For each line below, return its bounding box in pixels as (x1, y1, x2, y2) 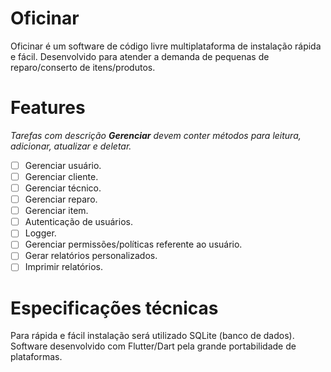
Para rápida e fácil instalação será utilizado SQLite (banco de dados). (10, 330, 295, 342)
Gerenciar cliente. (24, 170, 99, 182)
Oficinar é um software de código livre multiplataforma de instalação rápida (10, 40, 322, 52)
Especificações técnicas (10, 297, 219, 319)
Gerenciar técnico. (24, 182, 102, 194)
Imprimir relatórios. (24, 261, 103, 273)
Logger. (24, 227, 57, 239)
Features (10, 97, 86, 119)
